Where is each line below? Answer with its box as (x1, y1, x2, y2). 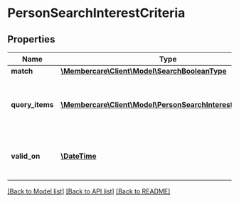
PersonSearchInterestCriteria (7, 5, 186, 21)
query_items (11, 100, 54, 109)
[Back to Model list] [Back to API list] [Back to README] (7, 187, 171, 196)
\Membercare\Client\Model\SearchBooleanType (60, 66, 227, 76)
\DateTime (60, 151, 97, 161)
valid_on (11, 151, 41, 161)
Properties (7, 33, 55, 45)
